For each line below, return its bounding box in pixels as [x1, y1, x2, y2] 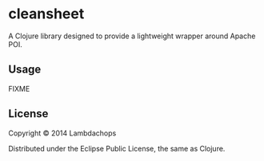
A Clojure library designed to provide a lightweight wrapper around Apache [8, 31, 256, 41]
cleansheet [8, 5, 85, 23]
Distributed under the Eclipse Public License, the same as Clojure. [8, 143, 226, 153]
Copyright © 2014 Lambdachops [8, 128, 117, 138]
